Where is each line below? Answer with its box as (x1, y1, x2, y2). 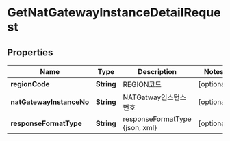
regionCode (10, 79, 50, 88)
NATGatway (123, 92, 162, 102)
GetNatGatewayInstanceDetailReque (7, 5, 221, 21)
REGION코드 (123, 80, 162, 89)
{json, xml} (123, 123, 157, 132)
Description (138, 67, 177, 76)
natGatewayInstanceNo (10, 97, 90, 107)
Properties (7, 47, 53, 58)
